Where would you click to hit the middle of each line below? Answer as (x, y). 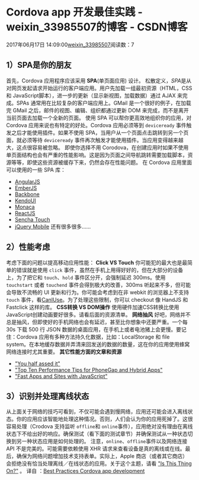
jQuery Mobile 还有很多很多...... (53, 226)
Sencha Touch (32, 219)
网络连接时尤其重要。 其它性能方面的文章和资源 (64, 352)
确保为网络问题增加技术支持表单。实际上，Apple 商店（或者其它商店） (102, 456)
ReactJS (25, 213)
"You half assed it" (37, 364)
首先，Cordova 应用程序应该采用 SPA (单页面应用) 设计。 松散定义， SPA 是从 (99, 80)
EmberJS (26, 188)
